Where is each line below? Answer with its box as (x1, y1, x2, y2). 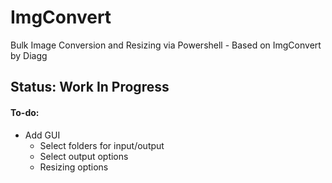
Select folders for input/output (39, 139, 165, 151)
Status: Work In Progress (10, 79, 170, 96)
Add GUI (24, 129, 61, 141)
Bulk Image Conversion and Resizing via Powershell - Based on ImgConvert (10, 39, 322, 51)
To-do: (10, 106, 40, 118)
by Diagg (10, 49, 48, 61)
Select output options (39, 150, 129, 162)
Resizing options (39, 161, 109, 173)
